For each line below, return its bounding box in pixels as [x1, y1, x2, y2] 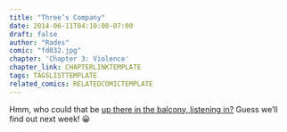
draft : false [9, 29, 58, 38]
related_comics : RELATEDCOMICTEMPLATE [9, 79, 153, 88]
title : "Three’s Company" [9, 12, 105, 22]
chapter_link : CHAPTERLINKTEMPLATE [9, 63, 142, 72]
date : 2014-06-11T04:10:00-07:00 [9, 21, 134, 30]
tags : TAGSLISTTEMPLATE [9, 71, 98, 80]
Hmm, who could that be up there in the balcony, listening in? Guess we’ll [9, 103, 278, 114]
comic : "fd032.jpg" [9, 46, 82, 55]
